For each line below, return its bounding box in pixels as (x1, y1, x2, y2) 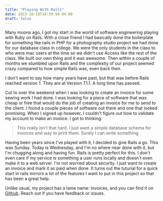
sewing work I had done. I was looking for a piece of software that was (5, 95, 147, 101)
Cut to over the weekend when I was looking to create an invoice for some (5, 90, 154, 95)
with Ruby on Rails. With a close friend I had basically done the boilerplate (5, 35, 154, 40)
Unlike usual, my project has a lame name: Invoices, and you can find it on (5, 185, 154, 191)
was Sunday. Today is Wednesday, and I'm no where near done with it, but (5, 145, 155, 151)
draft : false (5, 16, 32, 21)
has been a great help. (5, 176, 50, 182)
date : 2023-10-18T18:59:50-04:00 (5, 12, 73, 17)
